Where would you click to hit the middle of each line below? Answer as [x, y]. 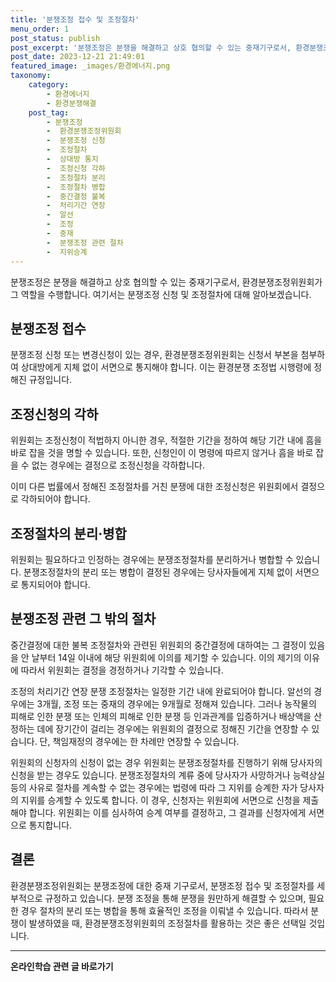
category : [49, 85]
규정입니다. [50, 380]
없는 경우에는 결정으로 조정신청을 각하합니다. [118, 465]
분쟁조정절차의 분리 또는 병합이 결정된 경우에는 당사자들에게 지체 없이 [158, 572]
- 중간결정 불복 [76, 196]
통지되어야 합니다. [55, 584]
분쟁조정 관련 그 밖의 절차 [83, 619]
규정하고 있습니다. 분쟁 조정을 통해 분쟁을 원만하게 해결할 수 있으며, [175, 898]
